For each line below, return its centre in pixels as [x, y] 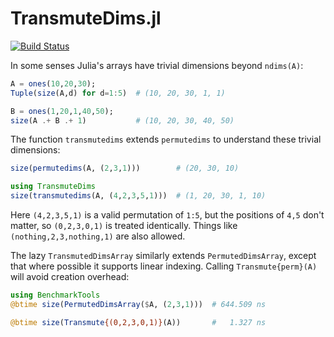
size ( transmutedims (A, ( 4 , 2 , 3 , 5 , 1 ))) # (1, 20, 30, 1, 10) [138, 196]
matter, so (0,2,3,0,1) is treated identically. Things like [124, 226]
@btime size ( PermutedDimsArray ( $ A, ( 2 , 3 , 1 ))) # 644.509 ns [138, 304]
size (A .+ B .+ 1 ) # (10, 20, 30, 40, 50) [122, 120]
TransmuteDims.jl [86, 18]
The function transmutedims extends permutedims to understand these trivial [166, 139]
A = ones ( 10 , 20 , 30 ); [53, 83]
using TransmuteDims [53, 187]
